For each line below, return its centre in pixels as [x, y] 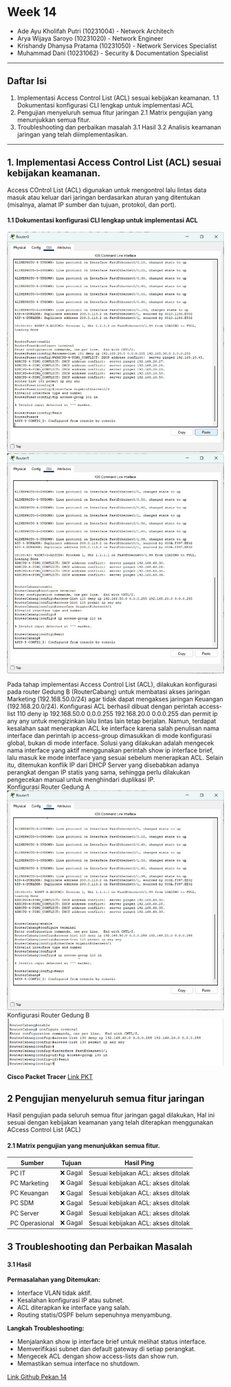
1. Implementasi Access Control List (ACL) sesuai [114, 163]
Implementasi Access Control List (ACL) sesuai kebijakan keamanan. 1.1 [118, 98]
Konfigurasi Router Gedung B [48, 1015]
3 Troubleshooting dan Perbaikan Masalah [100, 1247]
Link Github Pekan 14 [37, 1377]
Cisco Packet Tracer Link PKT [50, 1077]
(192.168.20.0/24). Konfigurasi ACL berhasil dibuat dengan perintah [102, 706]
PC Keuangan [30, 1193]
